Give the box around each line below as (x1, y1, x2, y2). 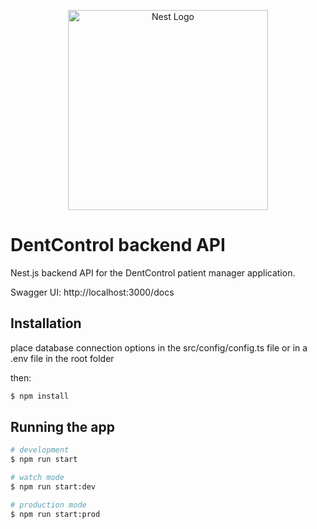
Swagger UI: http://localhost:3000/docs (10, 286, 175, 298)
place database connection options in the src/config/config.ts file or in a (10, 341, 308, 354)
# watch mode (10, 473, 65, 483)
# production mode (10, 500, 87, 510)
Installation (10, 315, 82, 332)
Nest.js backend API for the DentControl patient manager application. (10, 266, 296, 279)
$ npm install (10, 391, 70, 401)
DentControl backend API (10, 234, 226, 257)
